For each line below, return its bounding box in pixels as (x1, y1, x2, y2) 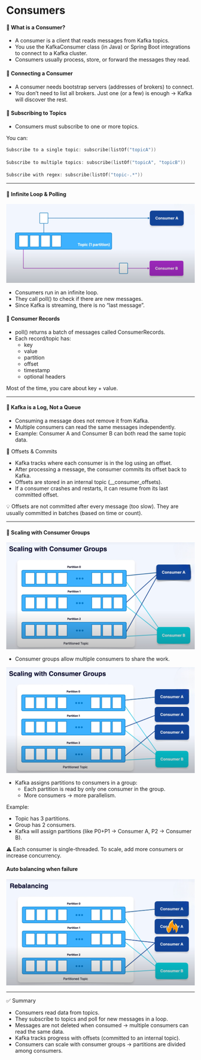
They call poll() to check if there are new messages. (14, 295, 143, 302)
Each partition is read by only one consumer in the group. (23, 785, 166, 793)
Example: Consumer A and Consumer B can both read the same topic (14, 430, 187, 437)
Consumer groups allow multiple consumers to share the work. (14, 655, 170, 662)
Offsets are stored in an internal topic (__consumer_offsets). (14, 478, 163, 485)
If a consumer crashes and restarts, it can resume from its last (14, 485, 169, 492)
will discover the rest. (14, 96, 68, 103)
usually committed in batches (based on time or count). (6, 509, 142, 516)
